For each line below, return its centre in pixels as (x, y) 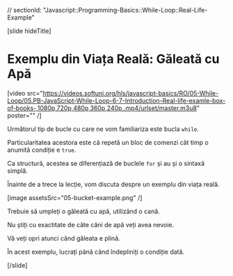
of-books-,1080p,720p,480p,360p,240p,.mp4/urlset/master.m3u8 (102, 108)
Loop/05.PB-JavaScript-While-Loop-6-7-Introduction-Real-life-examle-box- (116, 100)
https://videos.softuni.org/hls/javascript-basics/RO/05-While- (131, 93)
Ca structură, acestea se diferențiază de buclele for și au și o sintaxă (106, 163)
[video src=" (25, 93)
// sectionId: (24, 10)
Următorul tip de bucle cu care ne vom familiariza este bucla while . (103, 129)
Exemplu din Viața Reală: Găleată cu (113, 59)
